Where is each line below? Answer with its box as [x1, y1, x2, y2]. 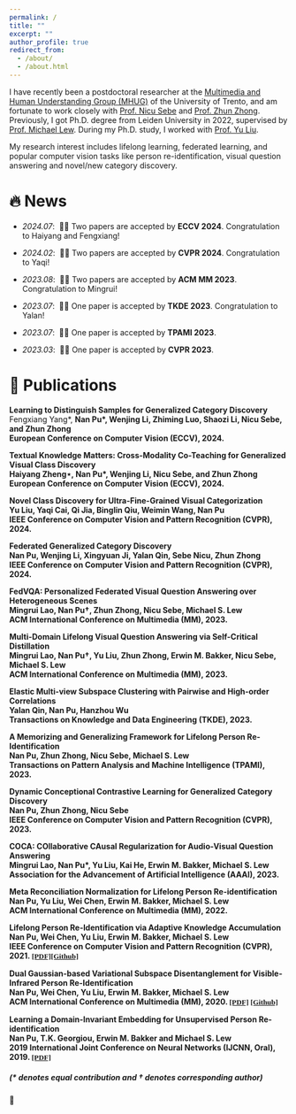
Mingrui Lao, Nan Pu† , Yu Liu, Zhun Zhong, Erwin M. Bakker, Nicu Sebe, [9, 649, 277, 660]
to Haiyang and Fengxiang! [21, 230, 120, 241]
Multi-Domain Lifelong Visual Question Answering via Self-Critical [9, 631, 258, 642]
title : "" [9, 21, 46, 30]
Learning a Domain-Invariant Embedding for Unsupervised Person [9, 1014, 258, 1025]
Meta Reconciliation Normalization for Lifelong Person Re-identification [9, 886, 278, 896]
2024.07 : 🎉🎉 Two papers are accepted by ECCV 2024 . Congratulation [21, 220, 280, 231]
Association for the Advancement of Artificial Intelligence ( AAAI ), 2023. [9, 869, 280, 880]
